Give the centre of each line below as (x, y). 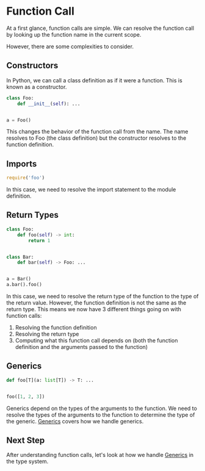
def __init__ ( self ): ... (49, 104)
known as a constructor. (37, 87)
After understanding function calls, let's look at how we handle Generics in (100, 455)
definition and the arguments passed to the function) (81, 347)
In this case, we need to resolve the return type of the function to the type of (103, 296)
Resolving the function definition (56, 327)
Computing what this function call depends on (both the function (96, 340)
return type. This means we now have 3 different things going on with (94, 309)
